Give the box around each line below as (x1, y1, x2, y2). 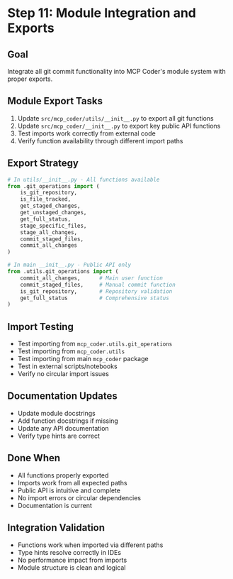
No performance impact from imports (17, 556, 127, 564)
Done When (7, 452, 61, 464)
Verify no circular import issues (17, 370, 110, 378)
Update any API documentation (17, 424, 109, 432)
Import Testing (7, 321, 74, 333)
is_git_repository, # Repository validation (20, 287, 173, 295)
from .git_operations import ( (7, 182, 100, 189)
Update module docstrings (17, 409, 96, 417)
